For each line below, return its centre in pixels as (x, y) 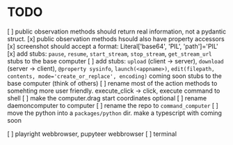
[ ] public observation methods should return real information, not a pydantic (117, 31)
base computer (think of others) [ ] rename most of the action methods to (112, 83)
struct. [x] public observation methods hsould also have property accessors (116, 38)
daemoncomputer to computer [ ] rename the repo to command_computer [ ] (113, 105)
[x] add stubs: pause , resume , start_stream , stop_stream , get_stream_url (110, 54)
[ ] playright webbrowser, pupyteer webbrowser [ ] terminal (92, 134)
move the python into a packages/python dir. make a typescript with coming (115, 113)
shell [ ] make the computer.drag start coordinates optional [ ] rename (107, 98)
